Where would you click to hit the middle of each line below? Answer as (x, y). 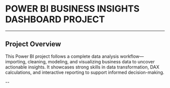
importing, (16, 61)
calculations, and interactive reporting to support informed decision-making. (85, 72)
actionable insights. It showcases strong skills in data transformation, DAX (82, 67)
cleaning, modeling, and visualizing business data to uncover (91, 61)
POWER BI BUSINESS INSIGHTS (73, 9)
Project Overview (33, 44)
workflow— (132, 56)
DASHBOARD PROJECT (55, 19)
